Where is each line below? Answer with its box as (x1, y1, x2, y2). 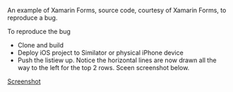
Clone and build (17, 41, 64, 49)
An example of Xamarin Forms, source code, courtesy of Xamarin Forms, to (7, 6, 227, 14)
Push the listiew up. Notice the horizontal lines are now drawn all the (17, 56, 217, 64)
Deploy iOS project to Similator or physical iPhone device (17, 49, 184, 57)
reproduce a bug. (7, 13, 58, 22)
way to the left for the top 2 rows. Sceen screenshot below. (17, 64, 190, 71)
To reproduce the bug (7, 28, 71, 35)
